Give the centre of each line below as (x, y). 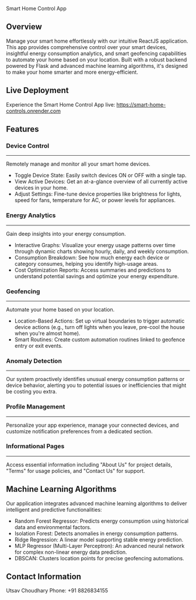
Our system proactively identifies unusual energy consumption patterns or (95, 379)
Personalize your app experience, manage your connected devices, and (92, 425)
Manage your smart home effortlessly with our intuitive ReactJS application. (97, 41)
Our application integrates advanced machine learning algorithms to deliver (97, 503)
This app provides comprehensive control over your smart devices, (87, 47)
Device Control (28, 146)
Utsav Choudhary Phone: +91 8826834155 (57, 591)
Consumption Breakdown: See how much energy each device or (92, 258)
